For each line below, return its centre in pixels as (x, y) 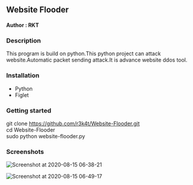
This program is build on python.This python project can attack (84, 54)
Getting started (29, 110)
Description (24, 40)
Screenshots (25, 151)
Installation (23, 75)
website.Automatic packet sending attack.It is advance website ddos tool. (97, 60)
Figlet (22, 95)
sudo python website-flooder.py (46, 136)
